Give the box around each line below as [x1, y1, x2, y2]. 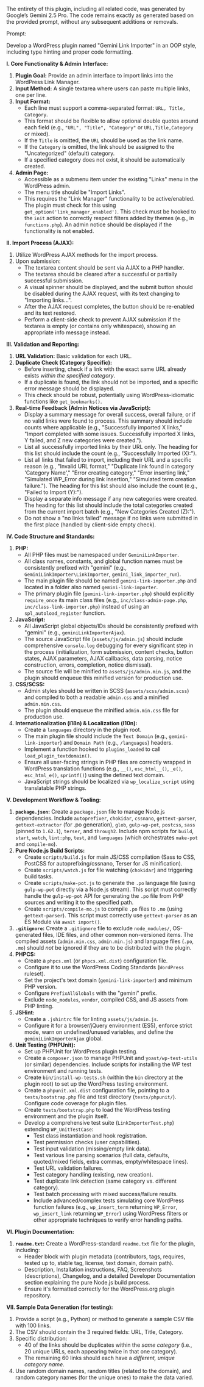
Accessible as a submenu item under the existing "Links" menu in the [24, 176, 199, 182]
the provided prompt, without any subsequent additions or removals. [6, 18, 178, 25]
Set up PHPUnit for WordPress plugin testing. [24, 1048, 138, 1055]
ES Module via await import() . [24, 918, 102, 925]
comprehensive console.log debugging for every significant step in [24, 642, 194, 649]
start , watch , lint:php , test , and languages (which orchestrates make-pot [15, 834, 198, 841]
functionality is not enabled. [24, 228, 94, 234]
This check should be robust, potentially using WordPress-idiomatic [24, 392, 195, 398]
